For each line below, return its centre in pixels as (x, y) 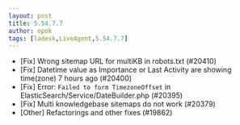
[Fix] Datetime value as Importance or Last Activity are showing (126, 70)
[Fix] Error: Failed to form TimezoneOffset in (95, 87)
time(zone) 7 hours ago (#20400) (76, 78)
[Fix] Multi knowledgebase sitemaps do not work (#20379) (118, 104)
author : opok (30, 31)
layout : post (30, 16)
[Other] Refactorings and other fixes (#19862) (96, 113)
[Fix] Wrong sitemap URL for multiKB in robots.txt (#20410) (118, 61)
